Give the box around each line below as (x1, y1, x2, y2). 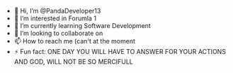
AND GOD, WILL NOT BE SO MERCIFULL (13, 58, 133, 66)
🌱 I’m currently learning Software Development (13, 22, 151, 29)
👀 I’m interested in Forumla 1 (13, 14, 97, 22)
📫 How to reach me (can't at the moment (13, 37, 136, 45)
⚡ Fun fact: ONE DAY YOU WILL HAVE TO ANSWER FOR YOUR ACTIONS (13, 48, 227, 55)
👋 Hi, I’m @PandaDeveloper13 (13, 7, 101, 15)
